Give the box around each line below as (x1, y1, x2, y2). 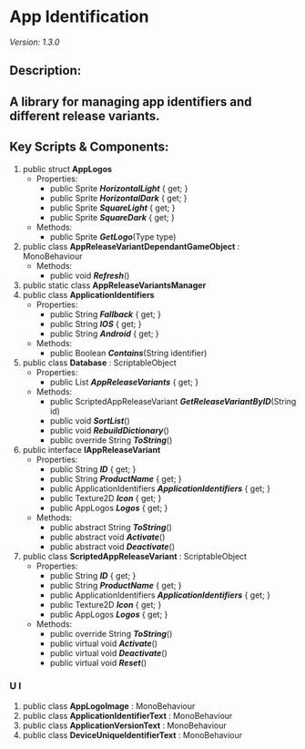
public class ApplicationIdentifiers (22, 289, 155, 300)
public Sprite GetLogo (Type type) (49, 231, 177, 242)
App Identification (9, 6, 149, 27)
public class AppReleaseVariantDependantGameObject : (22, 241, 240, 251)
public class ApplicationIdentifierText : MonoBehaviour (22, 710, 233, 721)
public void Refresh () (49, 270, 130, 281)
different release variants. (9, 108, 160, 124)
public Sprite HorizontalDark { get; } (49, 192, 188, 203)
